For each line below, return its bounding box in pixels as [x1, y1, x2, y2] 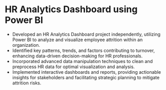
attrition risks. [12, 80, 42, 86]
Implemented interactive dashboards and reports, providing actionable [12, 69, 161, 75]
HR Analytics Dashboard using [5, 4, 138, 15]
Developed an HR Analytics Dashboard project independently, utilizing [12, 31, 161, 37]
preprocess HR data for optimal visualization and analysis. [12, 64, 135, 70]
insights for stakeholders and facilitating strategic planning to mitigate [12, 74, 160, 80]
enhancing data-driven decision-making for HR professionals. [12, 52, 143, 59]
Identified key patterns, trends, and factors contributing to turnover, [12, 47, 155, 53]
